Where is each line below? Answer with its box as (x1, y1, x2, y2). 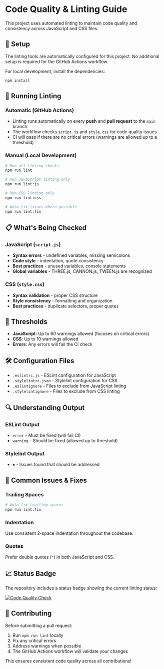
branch (12, 124, 27, 130)
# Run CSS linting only (5, 191, 55, 196)
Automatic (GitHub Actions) (5, 107, 74, 114)
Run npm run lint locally (12, 632, 63, 638)
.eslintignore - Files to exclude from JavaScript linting (12, 383, 126, 389)
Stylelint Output (5, 450, 45, 457)
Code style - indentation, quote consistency (12, 258, 104, 264)
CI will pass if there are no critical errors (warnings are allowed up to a (12, 134, 157, 140)
